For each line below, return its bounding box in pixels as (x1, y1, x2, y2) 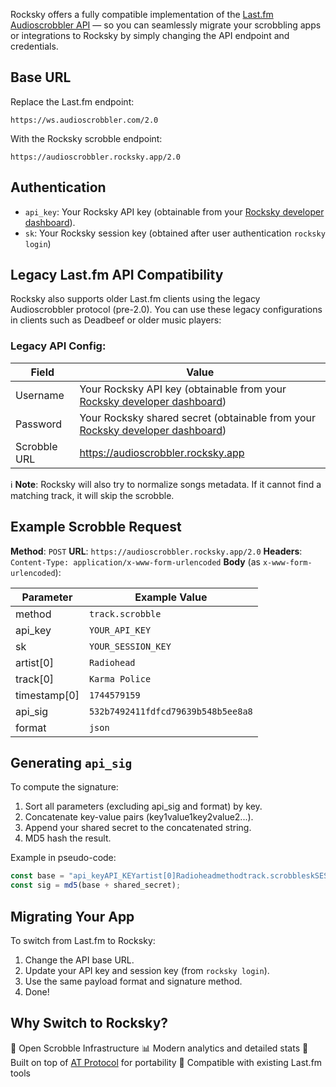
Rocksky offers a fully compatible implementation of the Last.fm (10, 9, 274, 20)
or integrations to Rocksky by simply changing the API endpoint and (10, 30, 290, 41)
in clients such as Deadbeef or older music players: (10, 314, 222, 326)
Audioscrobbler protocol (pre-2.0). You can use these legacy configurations (10, 304, 323, 316)
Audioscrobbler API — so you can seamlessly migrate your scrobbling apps (10, 19, 322, 31)
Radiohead (88, 657, 136, 668)
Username (15, 388, 65, 402)
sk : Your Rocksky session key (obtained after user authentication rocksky (24, 227, 326, 239)
